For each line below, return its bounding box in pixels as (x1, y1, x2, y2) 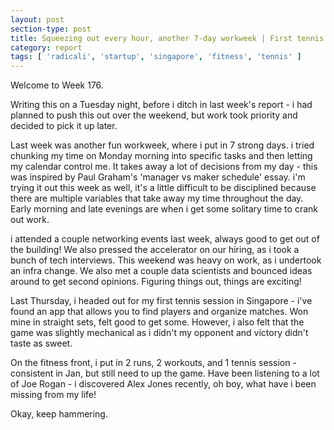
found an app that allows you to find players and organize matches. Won (10, 306, 309, 318)
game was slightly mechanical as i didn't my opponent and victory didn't (10, 327, 309, 339)
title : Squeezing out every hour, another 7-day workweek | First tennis (10, 33, 325, 43)
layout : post (10, 14, 65, 25)
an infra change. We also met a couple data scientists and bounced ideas (10, 265, 313, 277)
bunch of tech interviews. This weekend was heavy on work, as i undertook (10, 254, 322, 266)
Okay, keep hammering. (10, 408, 108, 420)
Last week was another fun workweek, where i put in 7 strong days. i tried (10, 139, 315, 151)
